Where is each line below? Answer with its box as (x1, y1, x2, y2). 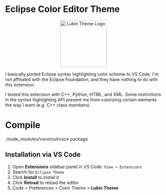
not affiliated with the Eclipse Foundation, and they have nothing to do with (5, 76, 158, 82)
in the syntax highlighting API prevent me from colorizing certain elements (5, 96, 157, 103)
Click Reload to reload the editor (12, 180, 79, 186)
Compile (5, 120, 41, 131)
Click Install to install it (12, 174, 59, 180)
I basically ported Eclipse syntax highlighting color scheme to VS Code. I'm (5, 71, 159, 77)
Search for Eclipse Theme (12, 169, 65, 175)
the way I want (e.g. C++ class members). (5, 102, 91, 108)
